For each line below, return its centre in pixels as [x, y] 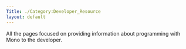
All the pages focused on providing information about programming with [93, 33]
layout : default [26, 17]
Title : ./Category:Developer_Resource [53, 11]
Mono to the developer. [34, 40]
